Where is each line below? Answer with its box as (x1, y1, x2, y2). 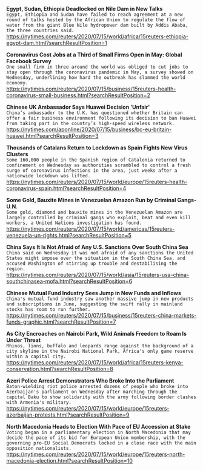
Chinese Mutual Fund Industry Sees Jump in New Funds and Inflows (6, 290, 182, 296)
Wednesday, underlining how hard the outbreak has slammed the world (6, 75, 186, 81)
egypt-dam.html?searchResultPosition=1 (6, 39, 107, 46)
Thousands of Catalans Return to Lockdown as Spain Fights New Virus (6, 144, 188, 151)
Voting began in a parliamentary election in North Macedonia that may (6, 429, 191, 435)
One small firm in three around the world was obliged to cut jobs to (6, 64, 188, 70)
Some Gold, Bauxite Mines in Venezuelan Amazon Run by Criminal (6, 197, 176, 203)
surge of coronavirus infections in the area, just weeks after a (6, 168, 178, 174)
